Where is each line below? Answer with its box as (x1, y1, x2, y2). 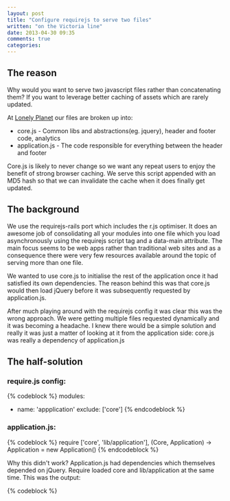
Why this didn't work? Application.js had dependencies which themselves (7, 458, 216, 467)
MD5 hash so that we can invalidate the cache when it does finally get (7, 176, 205, 185)
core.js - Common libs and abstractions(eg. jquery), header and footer (16, 126, 216, 135)
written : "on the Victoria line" (7, 23, 103, 30)
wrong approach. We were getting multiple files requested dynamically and (7, 314, 220, 323)
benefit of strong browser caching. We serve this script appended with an (7, 169, 216, 177)
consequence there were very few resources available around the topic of (7, 251, 216, 259)
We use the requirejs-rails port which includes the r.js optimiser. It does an (7, 222, 218, 230)
